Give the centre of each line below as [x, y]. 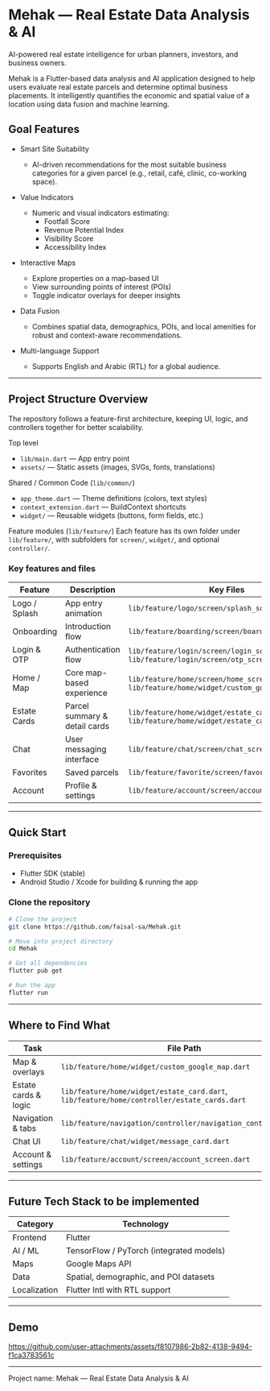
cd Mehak [23, 949]
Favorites [30, 772]
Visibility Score [69, 238]
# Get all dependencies [48, 963]
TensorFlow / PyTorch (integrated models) [145, 1251]
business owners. [37, 63]
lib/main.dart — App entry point [75, 458]
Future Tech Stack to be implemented [104, 1202]
